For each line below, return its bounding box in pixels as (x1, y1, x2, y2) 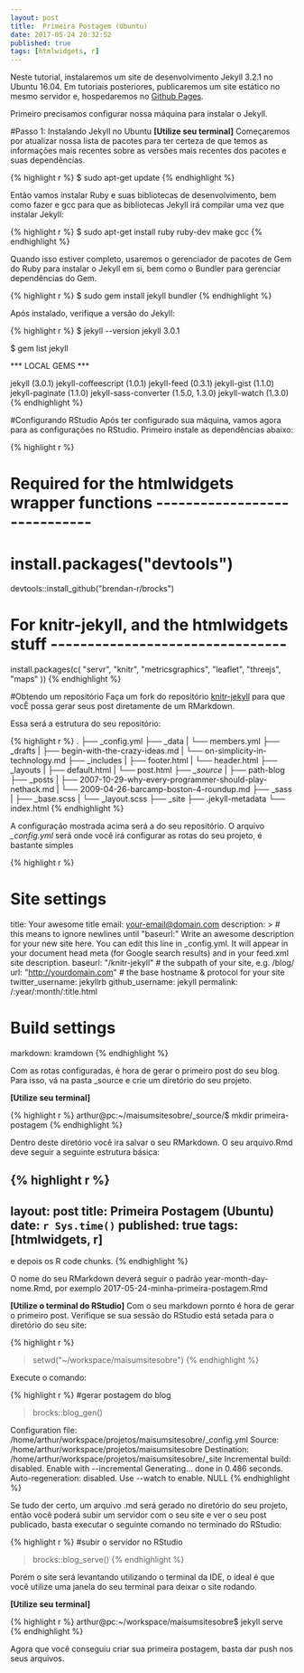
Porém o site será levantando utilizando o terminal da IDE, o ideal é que (10, 1572, 275, 1583)
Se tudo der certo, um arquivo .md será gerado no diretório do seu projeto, (10, 1500, 288, 1511)
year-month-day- (204, 1273, 269, 1284)
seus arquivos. (10, 1653, 65, 1664)
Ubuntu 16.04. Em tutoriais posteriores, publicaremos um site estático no (10, 81, 281, 92)
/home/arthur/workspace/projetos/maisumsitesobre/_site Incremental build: (10, 1453, 291, 1465)
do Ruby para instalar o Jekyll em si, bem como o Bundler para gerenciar (10, 263, 281, 274)
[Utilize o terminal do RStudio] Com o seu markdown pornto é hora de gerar (10, 1300, 295, 1311)
